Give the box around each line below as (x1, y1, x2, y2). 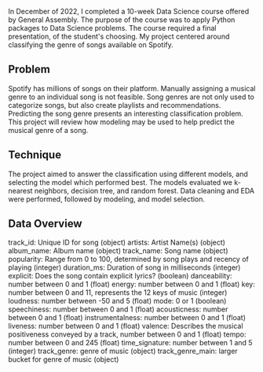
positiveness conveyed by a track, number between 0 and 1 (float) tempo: (8, 330, 247, 339)
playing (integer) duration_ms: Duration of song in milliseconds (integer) (8, 263, 241, 272)
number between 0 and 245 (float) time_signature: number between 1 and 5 (8, 338, 253, 348)
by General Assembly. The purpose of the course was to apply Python (8, 15, 236, 24)
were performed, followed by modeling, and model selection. (8, 194, 206, 204)
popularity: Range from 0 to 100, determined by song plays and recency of (8, 255, 249, 264)
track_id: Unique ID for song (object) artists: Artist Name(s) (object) (8, 238, 226, 247)
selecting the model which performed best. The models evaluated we (8, 177, 233, 187)
